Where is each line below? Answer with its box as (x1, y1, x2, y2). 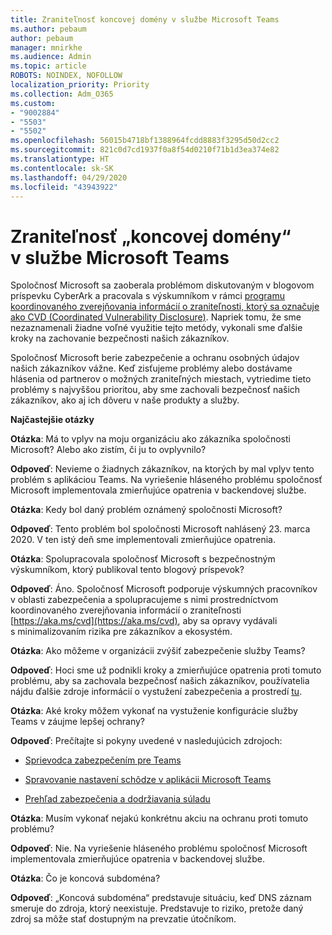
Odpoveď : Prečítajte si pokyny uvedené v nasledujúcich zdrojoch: (10, 735, 283, 747)
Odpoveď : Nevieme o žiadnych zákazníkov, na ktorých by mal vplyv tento (10, 463, 315, 475)
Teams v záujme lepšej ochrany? (10, 716, 146, 728)
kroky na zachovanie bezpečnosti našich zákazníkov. (10, 332, 230, 345)
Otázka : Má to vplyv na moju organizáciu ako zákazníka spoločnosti (10, 433, 291, 445)
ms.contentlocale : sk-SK (10, 163, 114, 173)
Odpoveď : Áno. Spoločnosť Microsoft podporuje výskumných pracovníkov (10, 583, 318, 595)
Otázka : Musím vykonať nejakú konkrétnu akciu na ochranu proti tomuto (10, 812, 309, 825)
